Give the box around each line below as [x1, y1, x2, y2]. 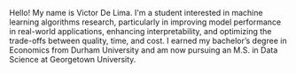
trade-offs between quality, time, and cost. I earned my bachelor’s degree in [9, 35, 287, 46]
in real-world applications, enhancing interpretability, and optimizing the [9, 26, 272, 36]
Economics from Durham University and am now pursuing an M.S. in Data [9, 45, 278, 55]
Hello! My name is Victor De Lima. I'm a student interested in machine [9, 8, 263, 18]
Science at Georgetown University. [9, 55, 136, 64]
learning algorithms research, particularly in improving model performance [9, 17, 282, 27]
